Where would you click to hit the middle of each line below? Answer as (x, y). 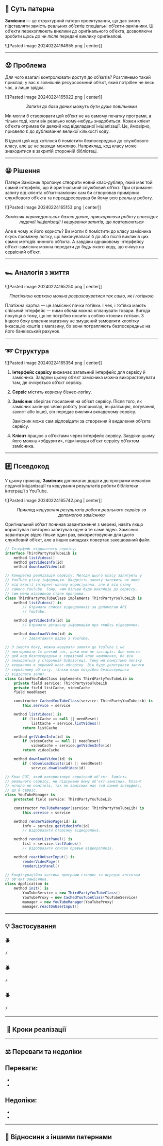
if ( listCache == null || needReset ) (60, 719)
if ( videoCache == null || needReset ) (62, 741)
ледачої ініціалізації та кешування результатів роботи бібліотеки (72, 486)
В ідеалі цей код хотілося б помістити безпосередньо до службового (77, 140)
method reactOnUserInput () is (44, 857)
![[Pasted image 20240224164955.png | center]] (54, 45)
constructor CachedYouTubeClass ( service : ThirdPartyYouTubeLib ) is (83, 701)
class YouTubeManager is (30, 795)
